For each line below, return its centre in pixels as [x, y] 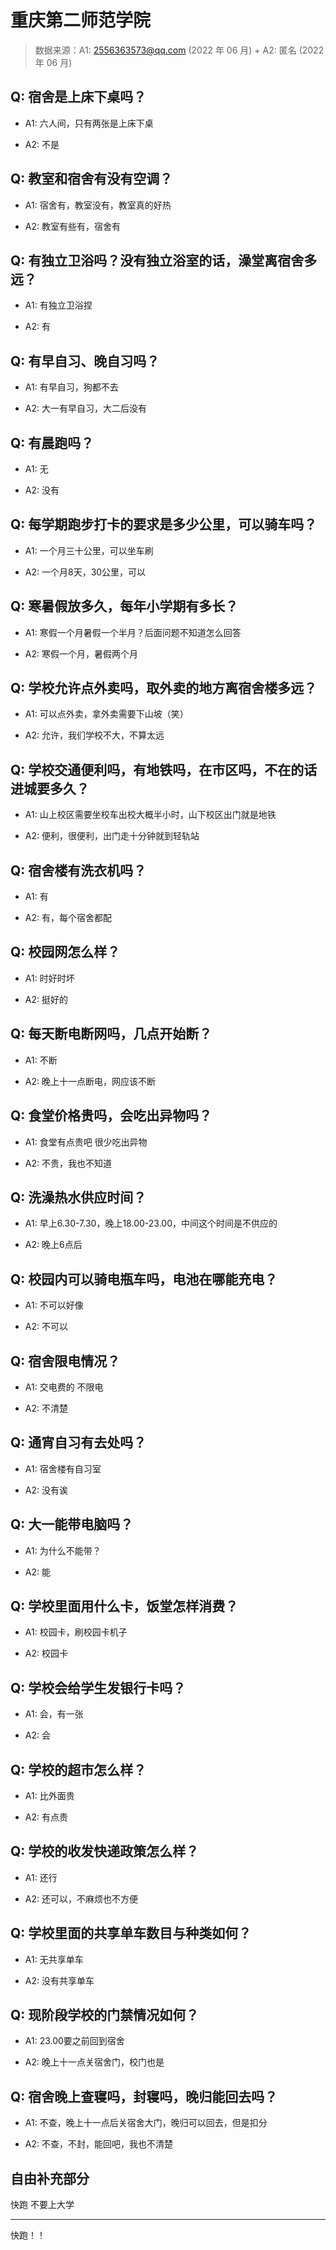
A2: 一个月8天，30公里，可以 [85, 572]
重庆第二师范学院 [81, 20]
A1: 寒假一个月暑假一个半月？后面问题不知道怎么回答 [133, 632]
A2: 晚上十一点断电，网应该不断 [90, 1081]
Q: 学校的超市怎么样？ [78, 1769]
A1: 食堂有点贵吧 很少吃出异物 [86, 1142]
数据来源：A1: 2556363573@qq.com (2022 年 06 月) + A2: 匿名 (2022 [179, 50]
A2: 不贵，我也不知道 [68, 1163]
